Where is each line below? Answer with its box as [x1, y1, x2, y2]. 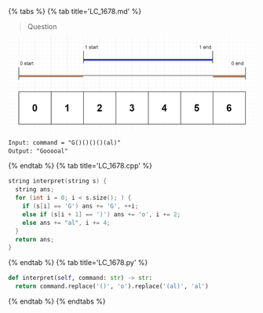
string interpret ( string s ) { [8, 177, 108, 186]
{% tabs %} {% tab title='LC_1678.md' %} [8, 7, 142, 16]
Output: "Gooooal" [8, 147, 68, 155]
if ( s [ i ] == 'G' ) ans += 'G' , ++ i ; [22, 202, 139, 211]
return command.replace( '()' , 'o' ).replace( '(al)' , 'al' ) [15, 282, 210, 290]
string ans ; [15, 186, 55, 193]
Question [27, 22, 57, 31]
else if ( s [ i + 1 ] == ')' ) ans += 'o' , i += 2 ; [22, 210, 181, 219]
